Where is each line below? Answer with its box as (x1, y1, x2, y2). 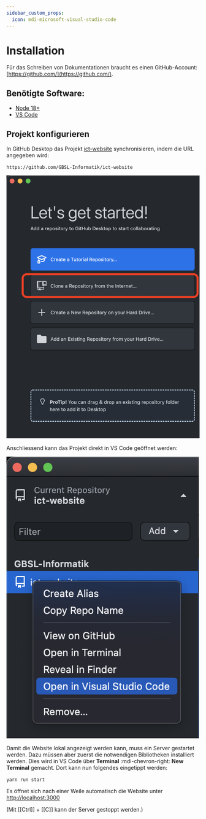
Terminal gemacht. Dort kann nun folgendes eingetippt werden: (6, 764, 167, 771)
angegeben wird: (6, 152, 50, 159)
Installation (6, 44, 65, 58)
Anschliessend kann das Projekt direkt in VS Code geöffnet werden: (6, 444, 178, 451)
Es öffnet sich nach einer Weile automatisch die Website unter (6, 788, 163, 795)
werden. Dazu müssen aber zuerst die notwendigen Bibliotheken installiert (6, 751, 194, 758)
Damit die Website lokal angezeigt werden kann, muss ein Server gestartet (6, 744, 195, 751)
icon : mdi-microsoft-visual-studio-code (12, 16, 116, 23)
